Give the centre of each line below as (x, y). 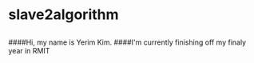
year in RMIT (29, 50)
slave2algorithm (63, 15)
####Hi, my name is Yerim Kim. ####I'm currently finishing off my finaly (127, 42)
